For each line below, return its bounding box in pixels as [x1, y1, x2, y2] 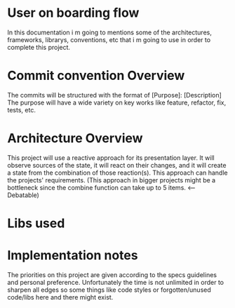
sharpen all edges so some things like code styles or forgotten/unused [7, 286, 212, 294]
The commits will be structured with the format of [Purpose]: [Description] [7, 91, 222, 99]
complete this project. [7, 43, 71, 51]
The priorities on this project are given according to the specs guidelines [7, 270, 217, 279]
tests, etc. [7, 105, 36, 114]
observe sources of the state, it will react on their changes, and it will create [7, 161, 227, 169]
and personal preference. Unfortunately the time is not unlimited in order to [7, 278, 224, 286]
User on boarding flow [7, 5, 140, 21]
